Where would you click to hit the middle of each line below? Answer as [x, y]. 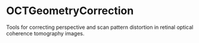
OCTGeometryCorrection [70, 11]
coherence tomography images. [45, 33]
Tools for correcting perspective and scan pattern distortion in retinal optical [100, 27]
